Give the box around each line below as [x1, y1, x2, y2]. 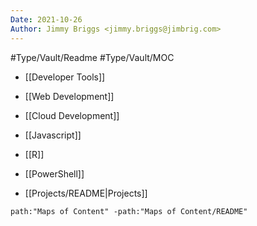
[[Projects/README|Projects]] [24, 187, 148, 199]
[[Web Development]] [24, 90, 115, 102]
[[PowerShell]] [24, 167, 85, 180]
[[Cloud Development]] [24, 109, 120, 121]
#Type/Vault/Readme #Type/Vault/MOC [10, 51, 175, 63]
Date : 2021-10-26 [10, 14, 83, 25]
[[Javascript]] [24, 129, 82, 141]
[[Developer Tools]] [24, 71, 106, 83]
